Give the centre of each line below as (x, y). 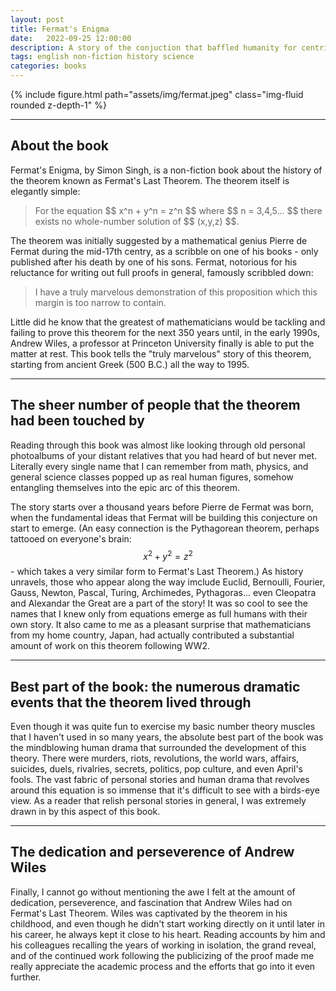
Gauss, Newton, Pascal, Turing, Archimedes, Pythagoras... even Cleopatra (163, 593)
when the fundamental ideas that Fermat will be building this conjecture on (164, 517)
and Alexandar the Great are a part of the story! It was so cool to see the (159, 603)
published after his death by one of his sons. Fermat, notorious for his (154, 262)
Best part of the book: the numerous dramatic (155, 686)
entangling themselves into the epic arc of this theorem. (125, 487)
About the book (60, 146)
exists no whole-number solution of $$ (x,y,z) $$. (137, 221)
